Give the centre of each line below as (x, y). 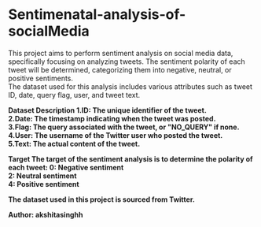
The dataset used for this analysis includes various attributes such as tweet (130, 86)
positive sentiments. (40, 78)
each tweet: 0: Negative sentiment (66, 167)
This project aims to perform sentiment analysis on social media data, (121, 53)
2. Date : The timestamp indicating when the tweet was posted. (112, 118)
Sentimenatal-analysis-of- (97, 15)
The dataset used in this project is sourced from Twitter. (101, 199)
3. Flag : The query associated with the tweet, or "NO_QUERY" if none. (124, 127)
